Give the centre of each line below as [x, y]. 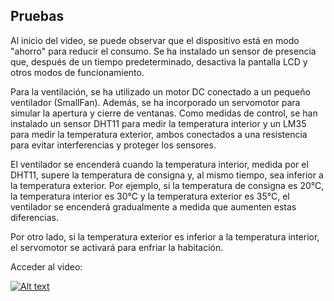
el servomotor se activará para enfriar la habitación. [117, 247]
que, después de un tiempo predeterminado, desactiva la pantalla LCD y [159, 61]
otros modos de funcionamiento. [77, 72]
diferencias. [35, 217]
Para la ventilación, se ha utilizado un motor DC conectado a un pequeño [160, 91]
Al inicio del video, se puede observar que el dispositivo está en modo [155, 40]
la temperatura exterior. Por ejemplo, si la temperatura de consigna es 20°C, [167, 185]
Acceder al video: [46, 266]
